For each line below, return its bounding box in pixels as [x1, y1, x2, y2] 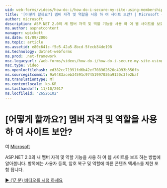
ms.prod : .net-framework [5, 53, 57, 59]
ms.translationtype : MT [5, 77, 55, 82]
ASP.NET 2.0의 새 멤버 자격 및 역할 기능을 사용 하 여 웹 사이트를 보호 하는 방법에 [5, 154, 161, 160]
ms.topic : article [5, 40, 43, 45]
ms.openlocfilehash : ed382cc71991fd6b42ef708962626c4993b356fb [5, 68, 139, 73]
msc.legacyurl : [5, 58, 37, 63]
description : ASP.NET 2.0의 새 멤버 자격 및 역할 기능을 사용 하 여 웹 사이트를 [5, 21, 155, 26]
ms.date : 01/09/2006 [5, 35, 48, 40]
